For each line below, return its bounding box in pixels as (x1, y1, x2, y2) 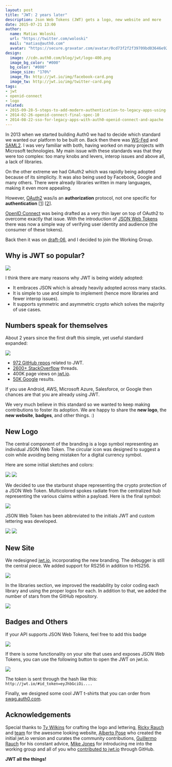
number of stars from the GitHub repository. (5, 593, 98, 599)
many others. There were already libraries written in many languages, (5, 179, 152, 185)
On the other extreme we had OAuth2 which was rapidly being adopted (5, 168, 156, 174)
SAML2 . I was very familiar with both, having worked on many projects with (5, 142, 164, 148)
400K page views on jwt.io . (12, 370, 71, 377)
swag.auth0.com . (5, 696, 42, 702)
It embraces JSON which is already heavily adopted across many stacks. (12, 284, 167, 290)
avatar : (10, 46, 27, 51)
